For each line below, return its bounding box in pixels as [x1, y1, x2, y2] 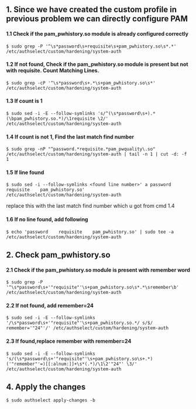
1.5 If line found [6, 168, 44, 175]
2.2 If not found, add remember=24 [6, 302, 94, 309]
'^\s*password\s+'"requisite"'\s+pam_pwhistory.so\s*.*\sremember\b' [6, 285, 180, 290]
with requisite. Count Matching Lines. [6, 67, 99, 74]
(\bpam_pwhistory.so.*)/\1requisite [6, 116, 95, 121]
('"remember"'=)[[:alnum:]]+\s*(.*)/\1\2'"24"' [6, 361, 125, 367]
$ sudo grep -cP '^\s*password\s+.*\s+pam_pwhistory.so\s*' [6, 80, 156, 86]
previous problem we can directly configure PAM [6, 14, 188, 24]
